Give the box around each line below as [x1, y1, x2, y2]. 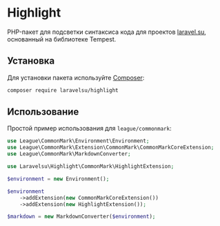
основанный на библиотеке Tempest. [7, 35, 117, 43]
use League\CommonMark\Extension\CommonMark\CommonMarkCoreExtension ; [7, 144, 214, 151]
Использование [7, 106, 79, 118]
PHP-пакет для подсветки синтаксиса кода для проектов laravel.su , [7, 28, 207, 36]
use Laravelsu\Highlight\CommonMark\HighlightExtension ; [7, 163, 174, 170]
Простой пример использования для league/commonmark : [7, 124, 172, 133]
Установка [7, 55, 55, 67]
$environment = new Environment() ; [7, 175, 110, 182]
